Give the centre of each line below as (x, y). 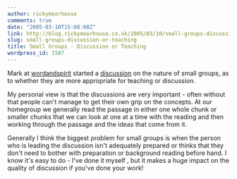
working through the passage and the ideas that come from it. (97, 124)
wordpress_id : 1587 (36, 54)
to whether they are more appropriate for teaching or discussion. (102, 80)
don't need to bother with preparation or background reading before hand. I (117, 153)
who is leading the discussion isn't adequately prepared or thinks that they (116, 145)
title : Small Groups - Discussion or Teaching (77, 47)
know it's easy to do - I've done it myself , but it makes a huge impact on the (118, 160)
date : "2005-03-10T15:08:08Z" (52, 27)
